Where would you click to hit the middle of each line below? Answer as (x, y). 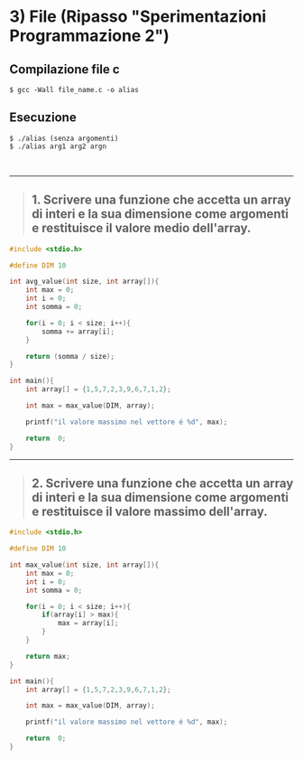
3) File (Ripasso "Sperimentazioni (138, 17)
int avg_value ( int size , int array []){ (84, 282)
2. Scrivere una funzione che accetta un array (162, 483)
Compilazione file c (64, 69)
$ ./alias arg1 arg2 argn (58, 146)
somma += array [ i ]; (78, 332)
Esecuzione (43, 118)
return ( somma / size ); (70, 356)
